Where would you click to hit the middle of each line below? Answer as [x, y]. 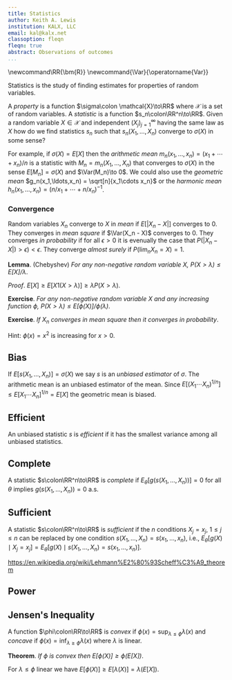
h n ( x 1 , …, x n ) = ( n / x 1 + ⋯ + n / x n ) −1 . [56, 189]
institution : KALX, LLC [42, 26]
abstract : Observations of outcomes [60, 53]
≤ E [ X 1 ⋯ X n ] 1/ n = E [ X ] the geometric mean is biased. [82, 395]
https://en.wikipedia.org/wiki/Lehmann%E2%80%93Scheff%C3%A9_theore [116, 562]
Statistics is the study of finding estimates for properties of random [103, 85]
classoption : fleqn [36, 39]
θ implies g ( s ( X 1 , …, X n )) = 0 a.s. [53, 490]
